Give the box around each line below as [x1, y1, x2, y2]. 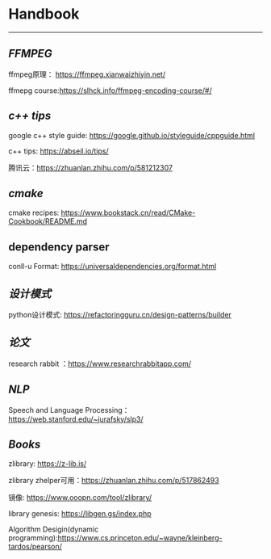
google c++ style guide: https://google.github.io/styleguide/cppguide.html [8, 130, 256, 140]
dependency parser [8, 240, 110, 254]
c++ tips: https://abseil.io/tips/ [8, 146, 109, 156]
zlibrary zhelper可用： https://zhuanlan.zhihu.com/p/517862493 [8, 476, 219, 485]
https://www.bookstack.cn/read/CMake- [60, 208, 196, 218]
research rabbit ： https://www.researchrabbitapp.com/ [8, 359, 192, 368]
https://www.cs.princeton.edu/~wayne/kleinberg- [57, 533, 223, 543]
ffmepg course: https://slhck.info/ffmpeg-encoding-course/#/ [8, 86, 212, 95]
